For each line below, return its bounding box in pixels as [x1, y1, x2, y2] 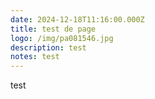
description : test [10, 42, 87, 53]
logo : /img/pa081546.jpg [10, 33, 114, 43]
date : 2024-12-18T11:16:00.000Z [10, 14, 145, 25]
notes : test [10, 52, 60, 62]
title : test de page [10, 24, 97, 34]
